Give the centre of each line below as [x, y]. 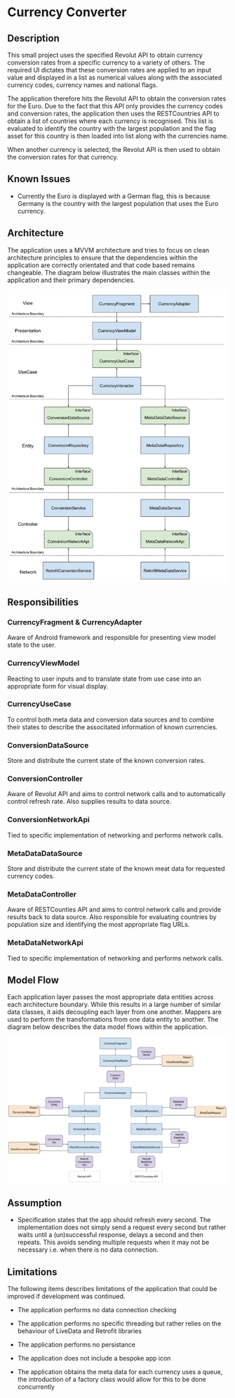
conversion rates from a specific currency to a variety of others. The [106, 63]
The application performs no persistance [76, 1345]
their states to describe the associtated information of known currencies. [113, 727]
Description [33, 38]
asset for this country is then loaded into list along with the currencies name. [118, 136]
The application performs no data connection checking [97, 1310]
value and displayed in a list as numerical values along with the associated [115, 77]
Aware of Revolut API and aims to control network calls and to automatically [116, 794]
